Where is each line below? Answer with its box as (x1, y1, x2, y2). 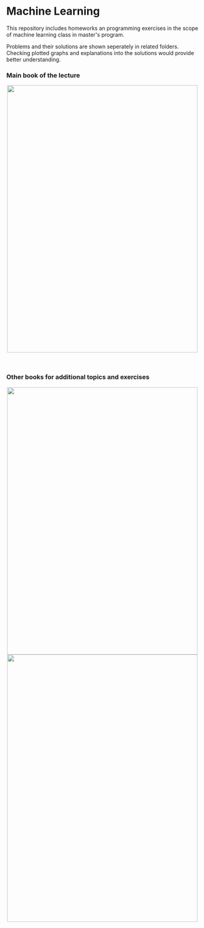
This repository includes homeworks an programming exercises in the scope (6, 24, 199, 32)
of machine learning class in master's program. (6, 31, 125, 38)
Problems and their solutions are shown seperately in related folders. (6, 43, 179, 50)
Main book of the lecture (6, 71, 80, 79)
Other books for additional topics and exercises (6, 373, 150, 381)
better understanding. (6, 56, 61, 63)
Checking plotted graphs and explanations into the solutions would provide (6, 49, 194, 56)
